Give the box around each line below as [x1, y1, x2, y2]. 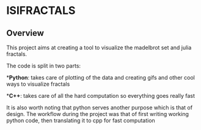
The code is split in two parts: [6, 62, 81, 69]
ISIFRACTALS [6, 4, 76, 18]
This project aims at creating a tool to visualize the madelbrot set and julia [6, 44, 192, 51]
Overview [6, 28, 45, 38]
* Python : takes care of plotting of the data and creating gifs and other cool [6, 74, 196, 81]
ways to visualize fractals [6, 80, 70, 87]
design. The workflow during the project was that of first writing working [6, 111, 189, 117]
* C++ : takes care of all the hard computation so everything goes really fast [6, 92, 196, 99]
